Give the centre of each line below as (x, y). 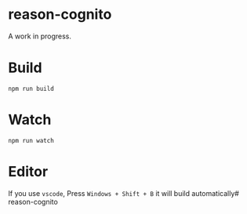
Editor (28, 172)
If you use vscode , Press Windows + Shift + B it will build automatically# (123, 193)
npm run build (31, 89)
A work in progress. (40, 36)
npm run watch (31, 140)
